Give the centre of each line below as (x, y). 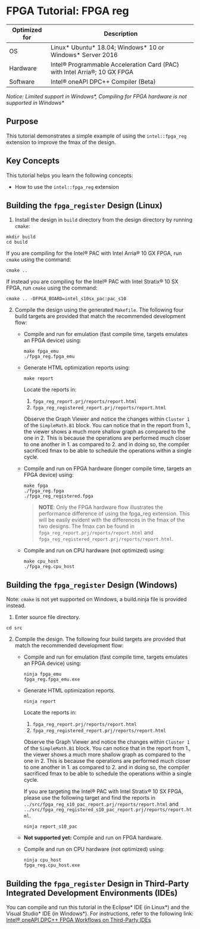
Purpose (22, 121)
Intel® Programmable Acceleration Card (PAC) (115, 64)
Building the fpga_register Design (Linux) (84, 205)
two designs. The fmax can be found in (87, 526)
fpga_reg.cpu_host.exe (52, 865)
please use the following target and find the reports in (90, 798)
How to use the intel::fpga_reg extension (67, 187)
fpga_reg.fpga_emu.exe (52, 680)
